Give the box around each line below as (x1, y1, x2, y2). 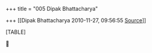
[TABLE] (5, 28, 26, 36)
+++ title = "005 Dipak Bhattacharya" (5, 5, 99, 12)
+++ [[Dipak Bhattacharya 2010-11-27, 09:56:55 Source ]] (5, 17, 147, 23)
